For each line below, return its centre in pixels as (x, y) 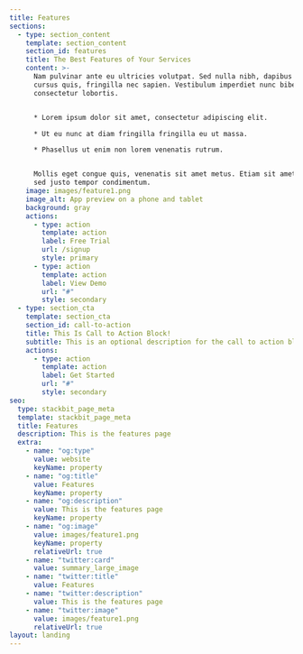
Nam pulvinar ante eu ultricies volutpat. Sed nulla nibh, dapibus (163, 77)
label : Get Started (78, 375)
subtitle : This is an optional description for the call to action (155, 342)
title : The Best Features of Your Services (109, 60)
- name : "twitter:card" (70, 560)
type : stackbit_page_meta (66, 409)
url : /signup (66, 250)
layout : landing (40, 636)
